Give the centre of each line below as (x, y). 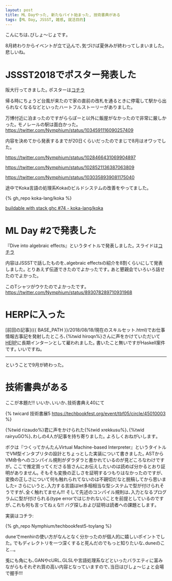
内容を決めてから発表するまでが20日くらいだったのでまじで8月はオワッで (84, 141)
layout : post (19, 10)
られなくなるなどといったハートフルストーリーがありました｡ (69, 107)
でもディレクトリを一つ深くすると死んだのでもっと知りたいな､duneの (87, 543)
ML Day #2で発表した (51, 231)
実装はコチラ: (20, 516)
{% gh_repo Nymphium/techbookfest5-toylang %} (58, 526)
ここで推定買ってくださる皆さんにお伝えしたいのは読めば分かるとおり (87, 467)
